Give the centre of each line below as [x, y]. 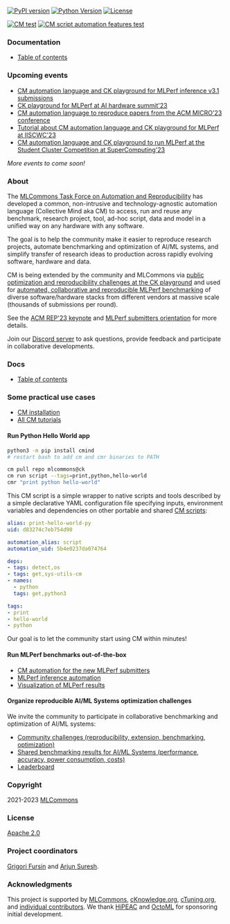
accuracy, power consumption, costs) [71, 759]
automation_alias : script [44, 542]
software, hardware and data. [49, 261]
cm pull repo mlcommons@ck [46, 469]
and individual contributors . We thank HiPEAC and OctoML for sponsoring [113, 907]
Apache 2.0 [24, 833]
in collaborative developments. [51, 346]
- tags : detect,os [34, 568]
